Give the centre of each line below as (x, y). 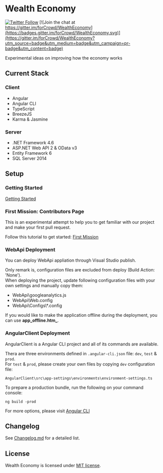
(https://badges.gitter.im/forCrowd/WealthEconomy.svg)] (63, 33)
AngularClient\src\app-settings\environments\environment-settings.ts (79, 378)
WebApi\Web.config (32, 301)
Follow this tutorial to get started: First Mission (52, 236)
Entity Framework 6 (32, 153)
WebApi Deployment (30, 249)
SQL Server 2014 (29, 158)
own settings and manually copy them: (44, 286)
